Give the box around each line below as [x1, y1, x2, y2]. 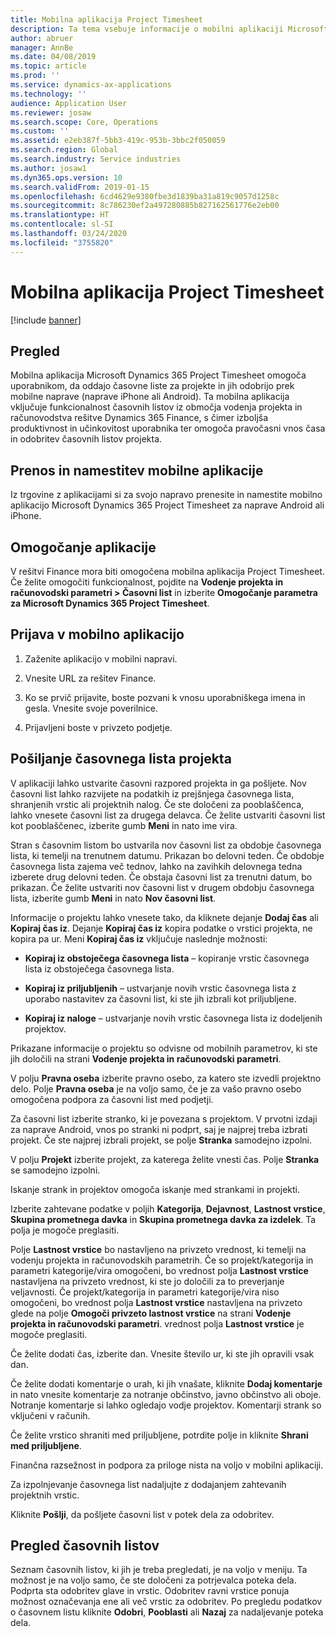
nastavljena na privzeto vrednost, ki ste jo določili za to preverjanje [10, 1275, 285, 1287]
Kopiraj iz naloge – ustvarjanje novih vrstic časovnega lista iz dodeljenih [24, 1012, 323, 1024]
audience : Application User [10, 98, 128, 108]
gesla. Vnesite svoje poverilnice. [24, 702, 158, 714]
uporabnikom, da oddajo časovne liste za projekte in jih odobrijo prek [10, 380, 295, 392]
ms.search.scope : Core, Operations [10, 117, 159, 127]
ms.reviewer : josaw [10, 107, 92, 118]
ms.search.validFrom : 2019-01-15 [10, 182, 150, 192]
